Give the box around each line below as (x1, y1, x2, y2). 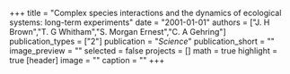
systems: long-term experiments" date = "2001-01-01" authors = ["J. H (9, 17, 270, 28)
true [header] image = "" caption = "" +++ (9, 55, 165, 65)
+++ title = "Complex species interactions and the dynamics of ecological (9, 8, 282, 18)
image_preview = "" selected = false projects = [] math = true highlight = (9, 45, 278, 56)
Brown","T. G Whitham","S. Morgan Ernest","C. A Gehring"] (9, 27, 226, 37)
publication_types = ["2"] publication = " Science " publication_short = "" (9, 36, 276, 46)
